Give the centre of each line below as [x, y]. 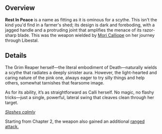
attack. [12, 126]
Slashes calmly [20, 112]
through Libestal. [22, 40]
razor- [149, 30]
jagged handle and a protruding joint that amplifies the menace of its [73, 30]
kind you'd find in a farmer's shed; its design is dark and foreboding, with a [80, 25]
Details [16, 56]
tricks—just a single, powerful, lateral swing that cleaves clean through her [80, 97]
